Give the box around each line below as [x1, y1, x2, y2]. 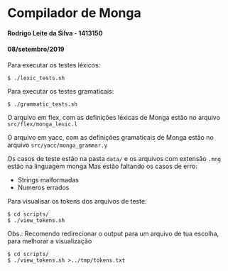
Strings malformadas [17, 175, 80, 184]
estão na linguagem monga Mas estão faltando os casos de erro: [7, 162, 197, 170]
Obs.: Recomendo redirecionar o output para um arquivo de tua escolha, [7, 229, 219, 238]
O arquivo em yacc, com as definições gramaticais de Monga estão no [7, 133, 215, 141]
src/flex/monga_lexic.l [7, 121, 78, 128]
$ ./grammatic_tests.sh [7, 101, 78, 108]
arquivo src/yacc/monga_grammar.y [7, 140, 108, 149]
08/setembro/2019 [7, 45, 65, 54]
